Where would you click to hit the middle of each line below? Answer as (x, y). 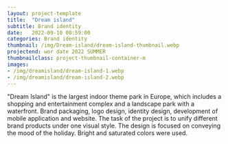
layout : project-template (44, 13)
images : (18, 64)
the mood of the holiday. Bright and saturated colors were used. (97, 133)
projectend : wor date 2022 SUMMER (57, 52)
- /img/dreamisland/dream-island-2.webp (66, 77)
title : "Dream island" (41, 20)
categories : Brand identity (47, 39)
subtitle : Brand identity (44, 26)
